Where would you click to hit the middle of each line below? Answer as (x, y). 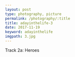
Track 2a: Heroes (22, 50)
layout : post (18, 9)
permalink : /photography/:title (37, 18)
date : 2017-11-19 (22, 28)
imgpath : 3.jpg (20, 37)
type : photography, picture (33, 14)
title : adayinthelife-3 (29, 23)
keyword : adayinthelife (29, 32)
